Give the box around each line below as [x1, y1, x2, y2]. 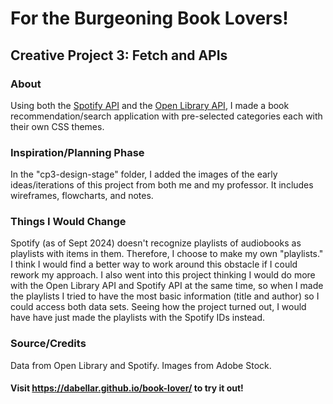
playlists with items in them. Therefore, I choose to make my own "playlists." [10, 248, 324, 260]
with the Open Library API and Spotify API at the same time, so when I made [10, 280, 324, 292]
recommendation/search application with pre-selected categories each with [10, 110, 323, 122]
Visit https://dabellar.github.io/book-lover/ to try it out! [10, 382, 244, 394]
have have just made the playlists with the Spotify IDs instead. [10, 312, 266, 324]
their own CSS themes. [10, 120, 105, 132]
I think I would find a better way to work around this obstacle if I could [10, 258, 298, 271]
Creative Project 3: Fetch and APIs [10, 47, 228, 64]
